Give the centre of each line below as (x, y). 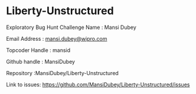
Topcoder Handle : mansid (38, 50)
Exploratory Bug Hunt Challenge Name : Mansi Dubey (71, 27)
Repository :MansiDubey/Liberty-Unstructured (63, 73)
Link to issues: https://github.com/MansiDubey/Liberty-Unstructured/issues (98, 85)
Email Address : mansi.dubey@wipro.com (57, 38)
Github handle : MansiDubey (41, 61)
